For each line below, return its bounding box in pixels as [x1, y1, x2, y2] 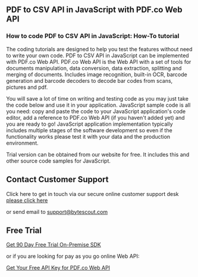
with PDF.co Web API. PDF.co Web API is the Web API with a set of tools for [6, 58, 191, 65]
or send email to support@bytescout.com [6, 208, 108, 215]
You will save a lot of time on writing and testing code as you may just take [6, 95, 189, 102]
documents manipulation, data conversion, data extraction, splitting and [6, 64, 182, 71]
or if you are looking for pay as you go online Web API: [6, 253, 140, 260]
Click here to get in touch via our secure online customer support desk [6, 190, 180, 197]
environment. [6, 139, 39, 147]
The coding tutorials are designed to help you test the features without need [6, 45, 193, 52]
